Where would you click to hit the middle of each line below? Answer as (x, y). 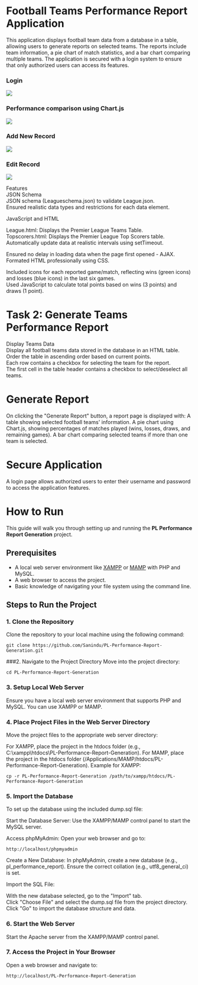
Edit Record (23, 164)
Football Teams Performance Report (97, 11)
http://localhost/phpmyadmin (42, 849)
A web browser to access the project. (60, 580)
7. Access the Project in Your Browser (61, 952)
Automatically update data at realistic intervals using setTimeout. (85, 243)
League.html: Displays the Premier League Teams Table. (75, 230)
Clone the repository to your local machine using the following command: (95, 635)
